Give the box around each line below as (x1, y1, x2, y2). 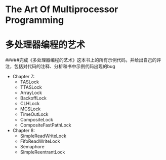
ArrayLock (20, 90, 42, 96)
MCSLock (20, 106, 41, 112)
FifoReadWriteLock (20, 138, 60, 144)
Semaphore (20, 144, 45, 150)
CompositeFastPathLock (20, 122, 72, 128)
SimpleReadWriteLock (20, 133, 67, 139)
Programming (5, 14, 64, 26)
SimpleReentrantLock (20, 149, 65, 155)
